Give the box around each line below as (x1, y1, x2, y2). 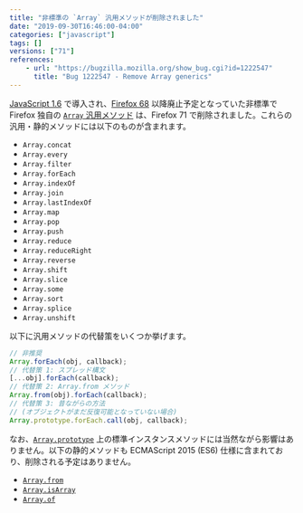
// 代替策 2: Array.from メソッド (9, 382, 130, 392)
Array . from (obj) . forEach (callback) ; (9, 391, 147, 400)
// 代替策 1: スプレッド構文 (9, 366, 106, 375)
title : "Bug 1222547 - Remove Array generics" (33, 72, 213, 81)
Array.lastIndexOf (22, 198, 92, 207)
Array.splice (22, 304, 72, 313)
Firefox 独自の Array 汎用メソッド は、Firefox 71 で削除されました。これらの (9, 109, 292, 120)
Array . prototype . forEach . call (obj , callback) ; (9, 415, 188, 425)
